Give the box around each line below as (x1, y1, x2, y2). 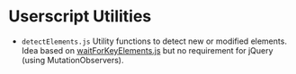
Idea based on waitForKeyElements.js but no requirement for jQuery (21, 45, 274, 55)
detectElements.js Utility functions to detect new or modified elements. (21, 36, 287, 46)
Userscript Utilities (8, 6, 152, 27)
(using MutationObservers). (21, 54, 124, 65)
